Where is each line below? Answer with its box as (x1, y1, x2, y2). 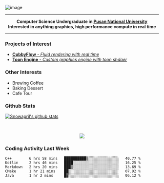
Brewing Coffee (12, 80, 44, 86)
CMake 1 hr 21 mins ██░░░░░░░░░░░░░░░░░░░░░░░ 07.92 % (5, 169, 141, 174)
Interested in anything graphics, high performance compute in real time (8, 24, 156, 29)
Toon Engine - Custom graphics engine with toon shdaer (12, 56, 127, 63)
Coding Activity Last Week (5, 145, 70, 152)
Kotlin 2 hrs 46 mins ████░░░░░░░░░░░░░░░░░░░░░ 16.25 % (5, 161, 141, 165)
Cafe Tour (12, 90, 33, 96)
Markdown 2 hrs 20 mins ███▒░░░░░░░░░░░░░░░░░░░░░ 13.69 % (5, 165, 141, 170)
